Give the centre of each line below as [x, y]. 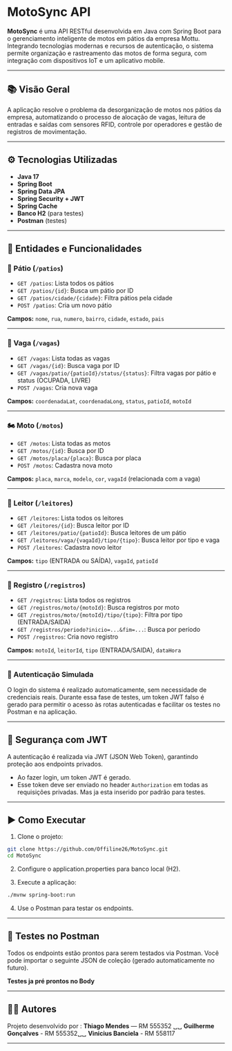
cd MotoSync [24, 856]
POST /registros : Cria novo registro [68, 637]
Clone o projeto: [40, 837]
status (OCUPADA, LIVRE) [54, 380]
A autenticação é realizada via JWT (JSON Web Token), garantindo [103, 756]
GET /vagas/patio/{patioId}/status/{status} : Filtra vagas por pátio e [116, 373]
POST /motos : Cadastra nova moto [65, 465]
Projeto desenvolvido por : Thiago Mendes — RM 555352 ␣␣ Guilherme [111, 1025]
